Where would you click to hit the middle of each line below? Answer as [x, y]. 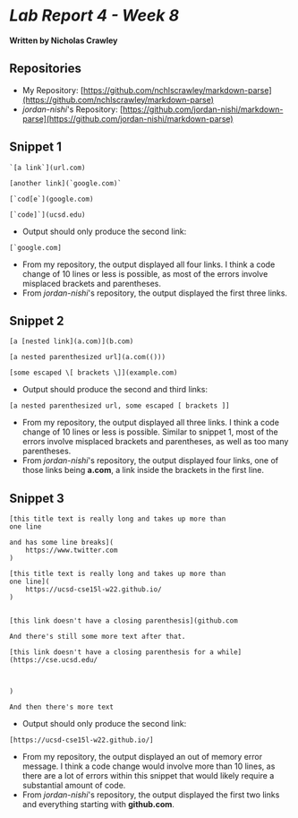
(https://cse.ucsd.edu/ [54, 660]
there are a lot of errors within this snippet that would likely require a [148, 776]
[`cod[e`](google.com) [51, 199]
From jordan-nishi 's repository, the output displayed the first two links [151, 795]
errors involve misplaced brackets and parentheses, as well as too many [155, 442]
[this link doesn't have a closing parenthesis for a [112, 652]
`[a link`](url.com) [48, 168]
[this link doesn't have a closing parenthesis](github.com [124, 621]
